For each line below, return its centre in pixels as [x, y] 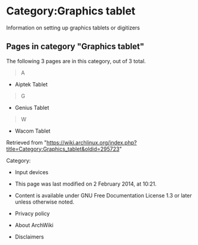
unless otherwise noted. [45, 202]
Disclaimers [29, 237]
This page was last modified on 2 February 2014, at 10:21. [86, 184]
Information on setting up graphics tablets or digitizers [73, 28]
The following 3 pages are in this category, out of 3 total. [76, 61]
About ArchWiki [34, 225]
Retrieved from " [26, 142]
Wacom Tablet [33, 131]
